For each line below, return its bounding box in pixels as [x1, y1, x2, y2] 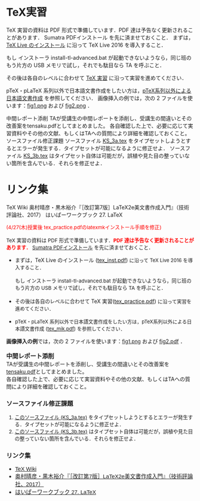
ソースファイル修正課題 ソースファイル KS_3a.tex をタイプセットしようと [6, 137, 186, 144]
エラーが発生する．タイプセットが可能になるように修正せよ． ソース [16, 144, 186, 151]
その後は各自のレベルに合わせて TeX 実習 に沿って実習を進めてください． [6, 74, 187, 81]
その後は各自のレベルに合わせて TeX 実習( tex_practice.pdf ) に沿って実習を [14, 297, 192, 305]
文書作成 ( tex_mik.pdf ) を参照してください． [24, 325, 125, 332]
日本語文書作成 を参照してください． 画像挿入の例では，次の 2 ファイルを [6, 94, 188, 102]
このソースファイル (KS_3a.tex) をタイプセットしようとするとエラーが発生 [14, 414, 188, 421]
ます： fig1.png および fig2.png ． [11, 102, 93, 109]
